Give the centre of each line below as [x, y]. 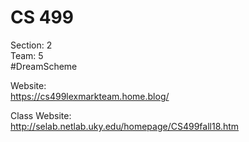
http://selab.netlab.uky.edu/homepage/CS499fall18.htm [125, 126]
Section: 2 [31, 45]
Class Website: [41, 115]
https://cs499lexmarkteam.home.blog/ [90, 96]
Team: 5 [27, 55]
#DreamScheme [44, 66]
